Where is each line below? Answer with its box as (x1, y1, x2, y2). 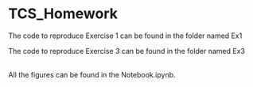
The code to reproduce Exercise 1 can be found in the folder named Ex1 (8, 31, 243, 40)
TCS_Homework (8, 5, 118, 23)
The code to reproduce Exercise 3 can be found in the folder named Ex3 (8, 46, 245, 55)
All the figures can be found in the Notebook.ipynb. (8, 70, 177, 79)
